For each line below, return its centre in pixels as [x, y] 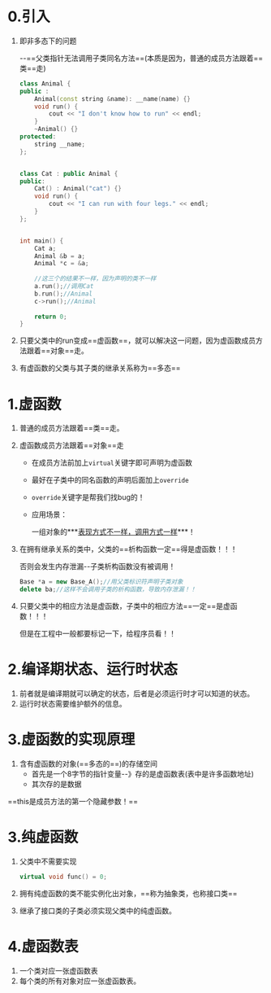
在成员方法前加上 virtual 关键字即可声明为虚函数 [112, 463]
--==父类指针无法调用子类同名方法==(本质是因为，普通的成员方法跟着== [141, 58]
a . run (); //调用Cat [64, 287]
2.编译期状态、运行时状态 [92, 669]
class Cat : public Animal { [69, 173]
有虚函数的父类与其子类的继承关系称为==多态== [100, 368]
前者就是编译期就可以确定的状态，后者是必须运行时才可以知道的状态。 [137, 693]
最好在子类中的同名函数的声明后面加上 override [110, 480]
